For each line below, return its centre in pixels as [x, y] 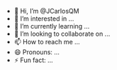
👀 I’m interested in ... [44, 19]
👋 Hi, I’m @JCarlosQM [46, 11]
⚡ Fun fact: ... [33, 60]
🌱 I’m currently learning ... [52, 26]
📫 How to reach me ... [47, 42]
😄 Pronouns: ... [37, 52]
